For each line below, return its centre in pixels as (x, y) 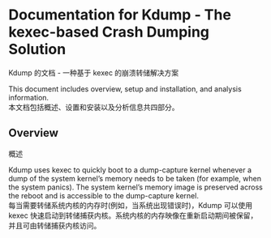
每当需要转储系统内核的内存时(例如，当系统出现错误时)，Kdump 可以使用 (131, 205)
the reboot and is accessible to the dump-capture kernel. (103, 195)
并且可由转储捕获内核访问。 (55, 225)
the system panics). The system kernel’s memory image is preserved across (136, 187)
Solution (37, 49)
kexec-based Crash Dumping (109, 32)
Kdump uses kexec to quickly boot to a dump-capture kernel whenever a (130, 170)
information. (29, 97)
